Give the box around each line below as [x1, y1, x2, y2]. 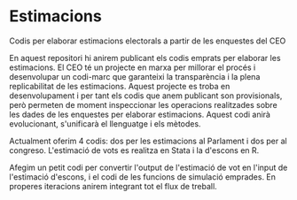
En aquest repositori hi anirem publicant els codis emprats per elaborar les [9, 52, 281, 63]
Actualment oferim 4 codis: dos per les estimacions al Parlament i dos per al [9, 135, 287, 146]
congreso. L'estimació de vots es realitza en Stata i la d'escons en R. [9, 144, 260, 156]
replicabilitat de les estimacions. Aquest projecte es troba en [9, 81, 231, 91]
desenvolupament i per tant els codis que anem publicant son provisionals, [9, 90, 283, 101]
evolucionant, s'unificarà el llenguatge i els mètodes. [9, 118, 201, 129]
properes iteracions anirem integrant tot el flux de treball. [9, 181, 217, 191]
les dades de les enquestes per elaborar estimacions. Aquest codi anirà [9, 109, 270, 119]
